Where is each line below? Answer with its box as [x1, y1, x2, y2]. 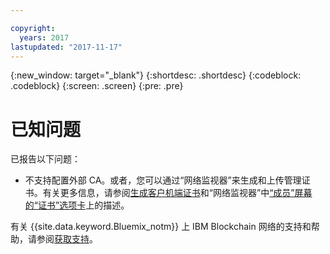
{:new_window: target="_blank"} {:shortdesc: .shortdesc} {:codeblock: [10, 69, 302, 81]
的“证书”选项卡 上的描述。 [24, 199, 130, 211]
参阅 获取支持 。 [36, 233, 98, 245]
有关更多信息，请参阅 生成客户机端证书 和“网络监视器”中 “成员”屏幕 [42, 187, 313, 199]
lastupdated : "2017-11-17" [10, 42, 123, 52]
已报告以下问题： [10, 153, 81, 165]
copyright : [10, 23, 56, 33]
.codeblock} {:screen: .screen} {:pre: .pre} [10, 80, 184, 92]
